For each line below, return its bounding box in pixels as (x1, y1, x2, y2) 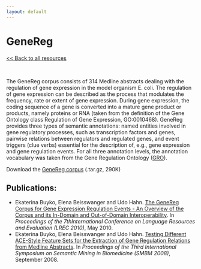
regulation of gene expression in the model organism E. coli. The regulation (6, 84, 192, 91)
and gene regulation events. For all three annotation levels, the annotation (6, 147, 188, 155)
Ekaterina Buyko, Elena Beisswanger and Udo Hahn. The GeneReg (14, 199, 179, 206)
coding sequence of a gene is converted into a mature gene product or (6, 103, 182, 110)
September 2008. (14, 256, 59, 264)
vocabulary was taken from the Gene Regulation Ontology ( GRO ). (6, 154, 168, 161)
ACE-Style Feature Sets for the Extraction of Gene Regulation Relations (14, 237, 191, 244)
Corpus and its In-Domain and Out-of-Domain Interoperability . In (14, 211, 175, 219)
